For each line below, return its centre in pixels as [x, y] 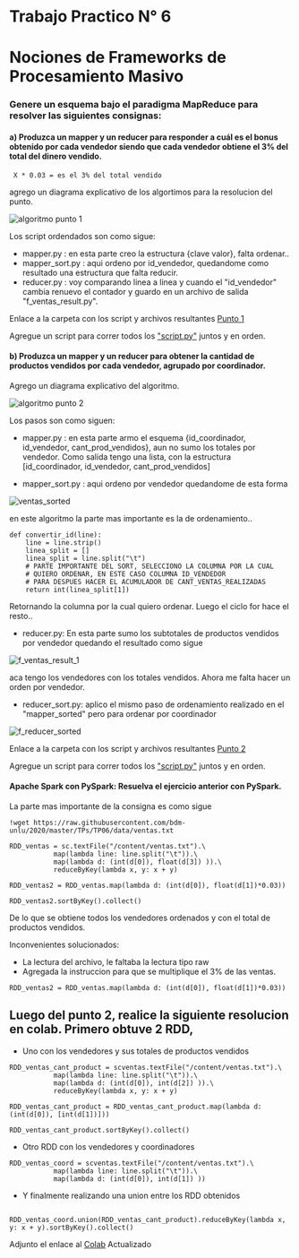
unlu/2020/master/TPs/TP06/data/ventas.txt [92, 831]
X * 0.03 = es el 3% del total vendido [88, 175]
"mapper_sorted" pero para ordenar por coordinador [119, 713]
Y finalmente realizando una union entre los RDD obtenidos [131, 1195]
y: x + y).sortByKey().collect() [72, 1228]
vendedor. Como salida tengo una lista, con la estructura [126, 457]
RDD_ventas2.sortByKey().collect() [76, 901]
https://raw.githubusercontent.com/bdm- [109, 823]
